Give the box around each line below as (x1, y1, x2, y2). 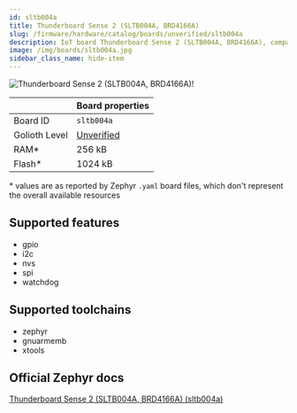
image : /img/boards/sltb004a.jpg (9, 46, 133, 55)
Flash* (13, 158, 42, 169)
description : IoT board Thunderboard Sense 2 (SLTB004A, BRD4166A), (9, 37, 267, 47)
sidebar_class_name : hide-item (9, 54, 125, 63)
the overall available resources (9, 190, 121, 200)
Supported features (9, 215, 120, 230)
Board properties (76, 99, 150, 112)
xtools (21, 345, 45, 355)
